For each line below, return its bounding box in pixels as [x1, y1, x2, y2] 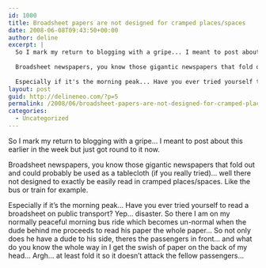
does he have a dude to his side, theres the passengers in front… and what [8, 234, 253, 243]
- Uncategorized [15, 115, 69, 123]
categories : [8, 108, 47, 115]
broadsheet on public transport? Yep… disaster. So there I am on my [8, 209, 230, 218]
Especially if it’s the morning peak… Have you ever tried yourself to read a [8, 200, 249, 209]
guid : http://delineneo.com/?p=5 [8, 92, 119, 100]
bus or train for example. [8, 185, 89, 194]
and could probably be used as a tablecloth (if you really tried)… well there [8, 168, 252, 178]
